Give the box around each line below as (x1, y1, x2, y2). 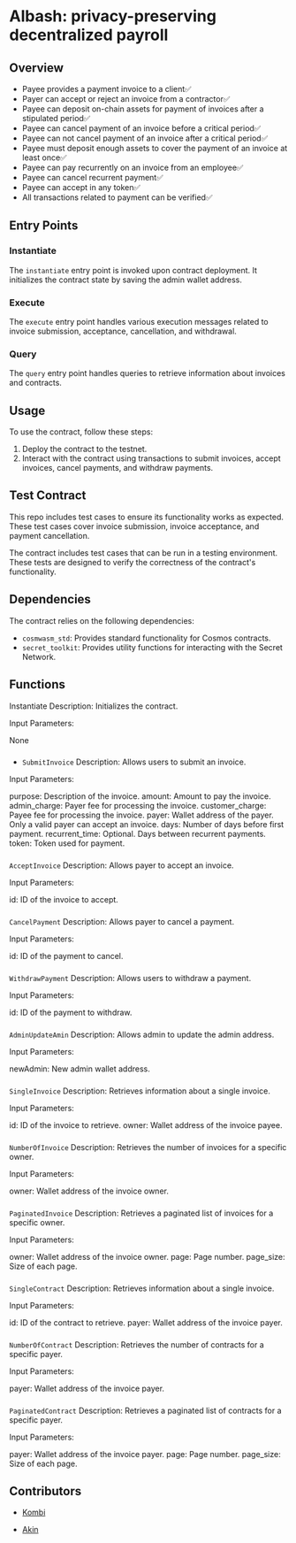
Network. (21, 651, 57, 662)
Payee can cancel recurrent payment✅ (21, 173, 163, 182)
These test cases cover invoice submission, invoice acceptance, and (9, 520, 260, 532)
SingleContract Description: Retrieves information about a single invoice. (9, 1283, 275, 1294)
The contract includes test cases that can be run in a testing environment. (9, 547, 278, 558)
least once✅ (21, 152, 67, 163)
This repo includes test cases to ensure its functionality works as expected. (9, 511, 285, 522)
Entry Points (9, 219, 79, 234)
